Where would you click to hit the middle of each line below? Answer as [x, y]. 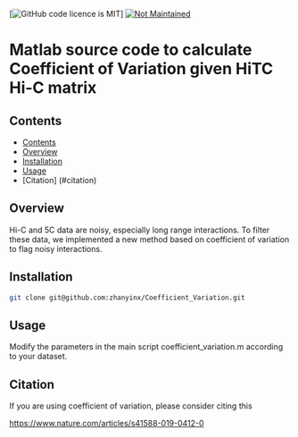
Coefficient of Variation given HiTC [141, 69]
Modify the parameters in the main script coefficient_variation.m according [146, 347]
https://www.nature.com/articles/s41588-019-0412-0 [107, 424]
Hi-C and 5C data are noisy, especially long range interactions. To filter [140, 230]
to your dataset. [38, 357]
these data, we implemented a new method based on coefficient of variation [149, 239]
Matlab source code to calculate [131, 50]
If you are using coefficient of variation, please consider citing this [131, 406]
